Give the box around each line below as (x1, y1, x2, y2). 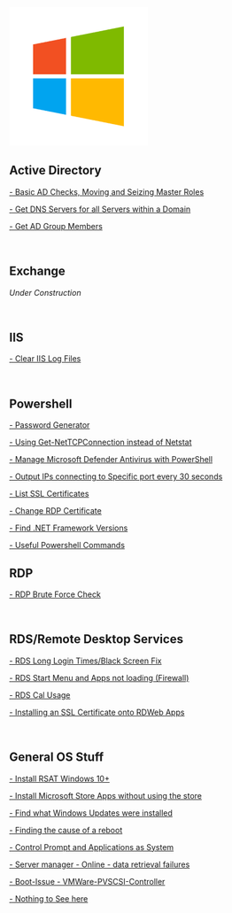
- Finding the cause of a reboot (9, 824, 123, 835)
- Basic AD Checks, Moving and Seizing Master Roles (9, 186, 205, 197)
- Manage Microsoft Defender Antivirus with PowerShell (9, 454, 213, 465)
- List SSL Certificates (9, 489, 89, 499)
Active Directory (9, 163, 102, 178)
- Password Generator (9, 420, 90, 430)
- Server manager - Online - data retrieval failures (9, 859, 190, 870)
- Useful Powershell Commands (9, 540, 126, 551)
